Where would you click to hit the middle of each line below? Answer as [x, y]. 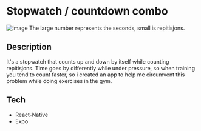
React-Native [32, 115]
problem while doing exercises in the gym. [59, 81]
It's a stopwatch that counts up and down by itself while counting [88, 61]
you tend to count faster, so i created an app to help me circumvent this [96, 75]
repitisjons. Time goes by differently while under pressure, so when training [101, 68]
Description [29, 47]
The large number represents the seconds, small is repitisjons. [107, 28]
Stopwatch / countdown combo [87, 11]
